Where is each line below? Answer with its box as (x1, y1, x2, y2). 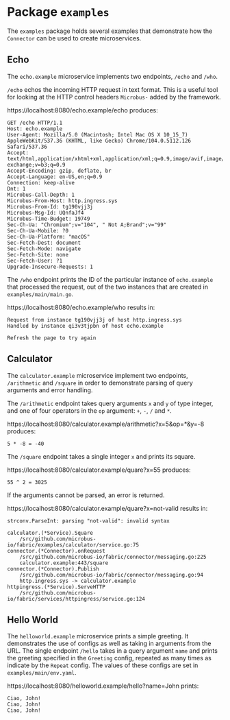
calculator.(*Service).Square (7, 529, 94, 536)
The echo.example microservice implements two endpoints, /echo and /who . (7, 72, 218, 80)
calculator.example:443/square (19, 560, 109, 566)
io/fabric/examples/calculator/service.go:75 (7, 541, 139, 549)
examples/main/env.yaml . (7, 669, 77, 677)
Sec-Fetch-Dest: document (7, 239, 81, 246)
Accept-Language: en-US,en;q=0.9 (7, 173, 103, 180)
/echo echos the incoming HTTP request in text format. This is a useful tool (7, 85, 218, 93)
